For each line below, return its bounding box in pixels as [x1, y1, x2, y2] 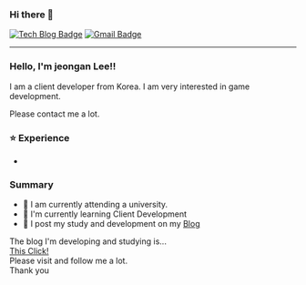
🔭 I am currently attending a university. [22, 199, 168, 210]
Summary [9, 178, 55, 190]
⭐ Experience [9, 131, 70, 144]
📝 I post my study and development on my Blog [22, 219, 200, 229]
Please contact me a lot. [9, 108, 100, 119]
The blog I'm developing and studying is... [9, 236, 167, 247]
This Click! [9, 246, 49, 257]
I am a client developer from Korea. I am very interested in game [9, 81, 250, 92]
